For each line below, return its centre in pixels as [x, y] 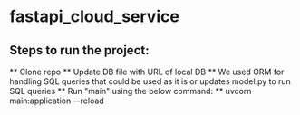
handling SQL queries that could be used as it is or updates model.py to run [150, 81]
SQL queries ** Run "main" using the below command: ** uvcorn [131, 91]
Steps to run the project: [79, 50]
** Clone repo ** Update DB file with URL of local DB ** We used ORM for [147, 72]
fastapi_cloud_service [94, 17]
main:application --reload [57, 101]
